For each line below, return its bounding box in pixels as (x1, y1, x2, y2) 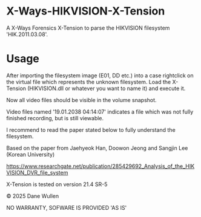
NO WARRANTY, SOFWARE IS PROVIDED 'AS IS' (6, 204, 127, 211)
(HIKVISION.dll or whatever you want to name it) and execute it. (27, 85, 186, 92)
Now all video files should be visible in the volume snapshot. (6, 96, 157, 103)
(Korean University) (6, 151, 55, 158)
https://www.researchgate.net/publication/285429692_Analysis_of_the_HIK (6, 162, 195, 170)
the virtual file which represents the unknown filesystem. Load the (6, 78, 171, 85)
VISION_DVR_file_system (6, 169, 68, 176)
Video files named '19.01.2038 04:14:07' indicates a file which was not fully (6, 108, 194, 115)
